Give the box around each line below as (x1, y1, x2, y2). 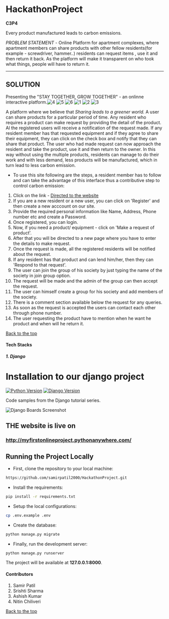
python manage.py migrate (6, 532, 60, 537)
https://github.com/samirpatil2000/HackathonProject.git (6, 475, 127, 480)
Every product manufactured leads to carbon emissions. (6, 30, 122, 36)
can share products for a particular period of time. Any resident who (6, 114, 146, 120)
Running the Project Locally (6, 452, 94, 461)
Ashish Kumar (13, 593, 42, 599)
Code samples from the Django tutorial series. (6, 397, 101, 403)
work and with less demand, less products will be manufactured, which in (6, 157, 157, 163)
